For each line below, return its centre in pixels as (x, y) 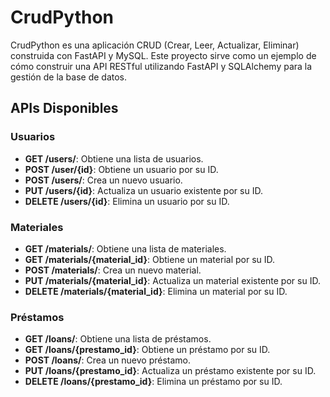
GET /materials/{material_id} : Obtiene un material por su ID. (150, 259)
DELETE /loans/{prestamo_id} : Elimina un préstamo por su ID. (153, 382)
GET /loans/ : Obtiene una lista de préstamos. (118, 339)
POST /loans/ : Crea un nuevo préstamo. (108, 360)
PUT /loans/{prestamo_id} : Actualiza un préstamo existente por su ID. (170, 371)
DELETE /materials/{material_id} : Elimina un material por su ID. (156, 291)
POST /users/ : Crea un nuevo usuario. (103, 180)
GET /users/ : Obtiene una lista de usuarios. (114, 158)
